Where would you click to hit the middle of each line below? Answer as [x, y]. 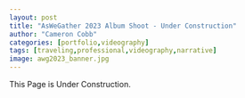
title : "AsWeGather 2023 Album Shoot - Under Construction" [123, 26]
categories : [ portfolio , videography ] [79, 42]
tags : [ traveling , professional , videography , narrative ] [113, 51]
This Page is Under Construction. [70, 84]
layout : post [33, 17]
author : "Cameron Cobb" [53, 34]
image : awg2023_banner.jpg [59, 59]
